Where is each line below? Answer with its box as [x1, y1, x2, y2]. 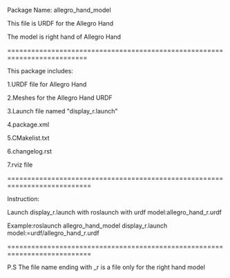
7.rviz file [7, 160, 33, 169]
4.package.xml [7, 120, 50, 129]
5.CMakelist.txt [7, 134, 50, 142]
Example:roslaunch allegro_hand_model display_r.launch [7, 221, 168, 230]
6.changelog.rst [7, 147, 52, 155]
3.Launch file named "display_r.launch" [7, 107, 118, 115]
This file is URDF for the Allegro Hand [7, 19, 114, 27]
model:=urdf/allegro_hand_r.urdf [7, 229, 99, 237]
